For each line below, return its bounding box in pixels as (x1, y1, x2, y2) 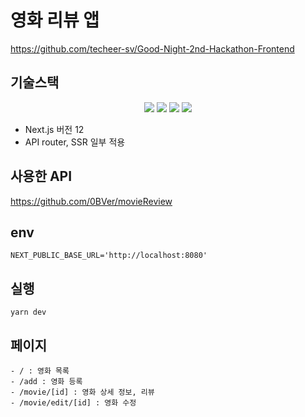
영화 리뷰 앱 (10, 9, 100, 32)
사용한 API (10, 168, 73, 185)
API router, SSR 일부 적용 (24, 136, 126, 148)
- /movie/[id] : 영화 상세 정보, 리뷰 (10, 387, 155, 397)
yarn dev (10, 307, 47, 318)
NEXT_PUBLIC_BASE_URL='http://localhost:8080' (10, 251, 208, 261)
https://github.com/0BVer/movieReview (10, 195, 173, 207)
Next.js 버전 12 (24, 123, 85, 135)
